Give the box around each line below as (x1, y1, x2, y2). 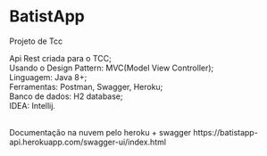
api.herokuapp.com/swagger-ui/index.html (9, 136, 167, 147)
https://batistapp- (193, 127, 259, 137)
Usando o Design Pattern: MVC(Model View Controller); (9, 62, 214, 73)
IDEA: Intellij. (9, 100, 56, 111)
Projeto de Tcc (9, 36, 63, 46)
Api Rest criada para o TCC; (9, 53, 112, 63)
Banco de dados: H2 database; (9, 91, 123, 102)
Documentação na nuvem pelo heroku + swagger (9, 127, 192, 137)
